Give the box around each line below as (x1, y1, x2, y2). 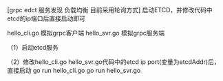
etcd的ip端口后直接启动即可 (7, 14, 86, 22)
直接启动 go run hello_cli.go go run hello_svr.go (7, 67, 141, 74)
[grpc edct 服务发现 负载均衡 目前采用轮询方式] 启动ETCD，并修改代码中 (7, 6, 213, 14)
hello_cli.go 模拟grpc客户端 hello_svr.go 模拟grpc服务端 (7, 29, 165, 37)
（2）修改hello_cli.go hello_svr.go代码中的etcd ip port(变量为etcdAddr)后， (7, 58, 220, 66)
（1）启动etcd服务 (7, 44, 59, 51)
